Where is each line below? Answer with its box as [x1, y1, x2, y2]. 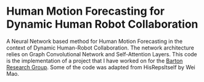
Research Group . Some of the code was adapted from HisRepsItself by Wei [6, 63, 195, 71]
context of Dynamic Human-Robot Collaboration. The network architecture [6, 44, 194, 51]
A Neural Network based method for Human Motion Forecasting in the [6, 37, 183, 45]
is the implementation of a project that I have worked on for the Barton [6, 57, 183, 64]
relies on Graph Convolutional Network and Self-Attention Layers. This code [6, 50, 197, 58]
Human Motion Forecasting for [6, 4, 165, 18]
